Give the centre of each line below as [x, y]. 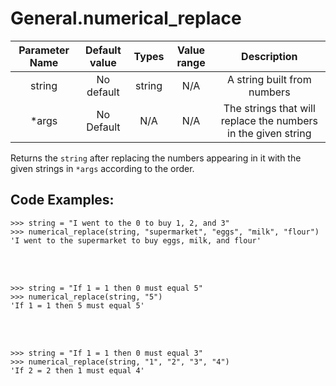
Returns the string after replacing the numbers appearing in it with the [156, 158]
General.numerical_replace [126, 18]
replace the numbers [269, 120]
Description [269, 56]
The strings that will [269, 108]
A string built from [269, 79]
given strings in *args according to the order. [102, 168]
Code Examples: [62, 200]
